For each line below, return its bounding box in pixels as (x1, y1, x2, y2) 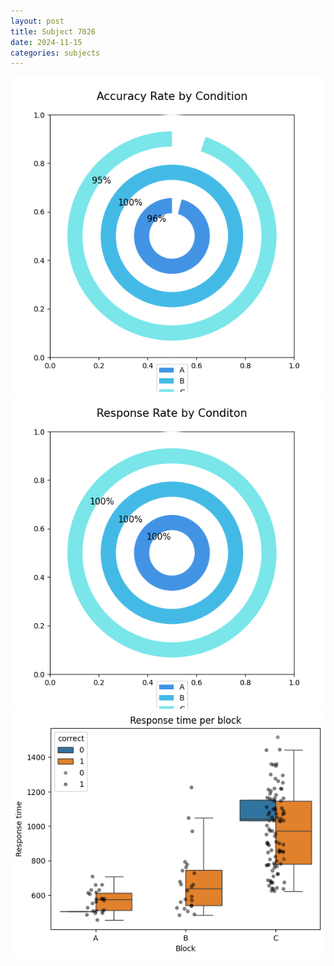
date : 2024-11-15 (10, 37, 83, 47)
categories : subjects (10, 48, 101, 58)
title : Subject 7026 (10, 26, 97, 37)
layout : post (10, 16, 65, 26)
